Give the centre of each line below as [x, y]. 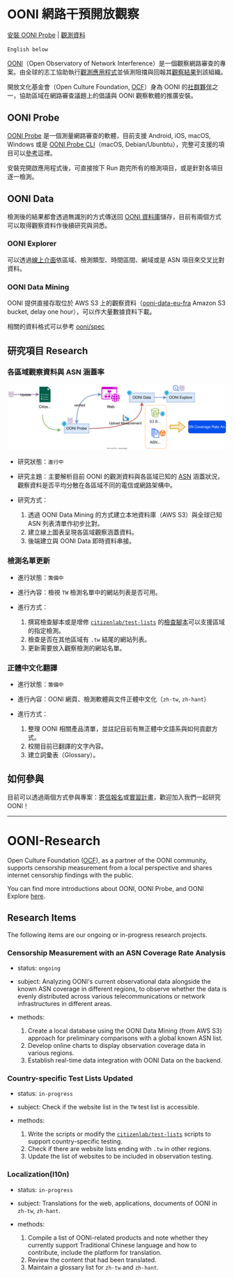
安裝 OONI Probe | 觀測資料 [46, 35]
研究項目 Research [48, 350]
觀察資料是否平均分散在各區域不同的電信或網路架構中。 [96, 485]
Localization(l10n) [38, 1174]
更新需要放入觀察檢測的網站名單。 [77, 648]
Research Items [42, 918]
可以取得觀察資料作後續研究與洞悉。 [59, 225]
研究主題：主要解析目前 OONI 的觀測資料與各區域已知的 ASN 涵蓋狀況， [120, 477]
